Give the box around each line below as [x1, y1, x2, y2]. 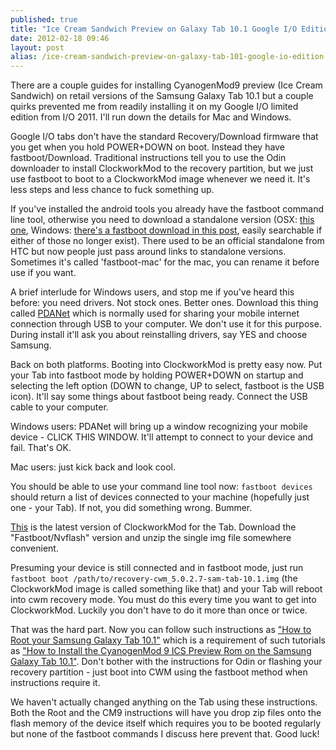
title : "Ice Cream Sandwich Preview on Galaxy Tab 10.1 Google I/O [10, 24, 298, 34]
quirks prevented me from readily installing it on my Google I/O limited [10, 101, 299, 113]
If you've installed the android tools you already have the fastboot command [10, 203, 324, 215]
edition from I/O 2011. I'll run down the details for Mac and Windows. [10, 111, 292, 123]
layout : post [10, 42, 65, 53]
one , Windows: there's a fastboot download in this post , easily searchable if [10, 224, 323, 236]
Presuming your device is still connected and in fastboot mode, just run [10, 562, 304, 574]
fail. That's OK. [10, 442, 72, 454]
